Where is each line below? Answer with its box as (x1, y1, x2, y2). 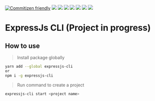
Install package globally (17, 55, 65, 61)
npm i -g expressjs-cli (5, 73, 54, 78)
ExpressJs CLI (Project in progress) (5, 22, 151, 34)
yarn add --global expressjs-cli (5, 64, 73, 69)
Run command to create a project (17, 82, 84, 88)
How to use (5, 41, 40, 50)
